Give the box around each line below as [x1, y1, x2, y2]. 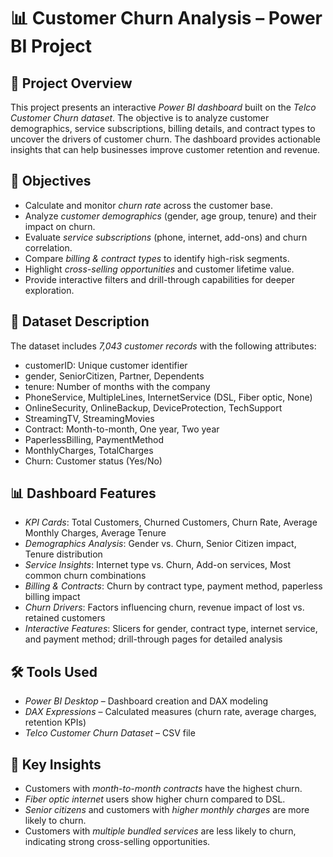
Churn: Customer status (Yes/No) [24, 455, 163, 467]
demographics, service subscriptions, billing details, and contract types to [10, 123, 316, 134]
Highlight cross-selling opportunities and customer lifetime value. [24, 263, 295, 275]
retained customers [24, 612, 106, 624]
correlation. [24, 241, 73, 254]
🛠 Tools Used [10, 663, 98, 680]
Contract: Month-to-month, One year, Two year [24, 423, 220, 435]
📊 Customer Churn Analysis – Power [10, 7, 323, 30]
